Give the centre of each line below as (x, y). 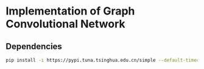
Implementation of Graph (70, 11)
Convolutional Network (65, 24)
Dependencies (34, 46)
